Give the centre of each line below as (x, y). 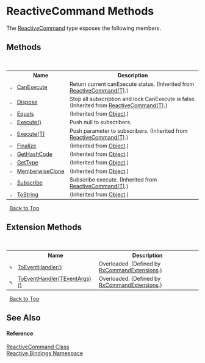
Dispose (27, 102)
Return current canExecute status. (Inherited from (131, 84)
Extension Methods (44, 227)
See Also (23, 318)
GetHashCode (35, 154)
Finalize (27, 146)
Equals (25, 114)
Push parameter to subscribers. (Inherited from (128, 131)
